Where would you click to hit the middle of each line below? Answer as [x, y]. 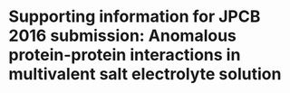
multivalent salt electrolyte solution [145, 74]
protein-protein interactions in [125, 55]
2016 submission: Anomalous [123, 36]
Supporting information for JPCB [135, 17]
